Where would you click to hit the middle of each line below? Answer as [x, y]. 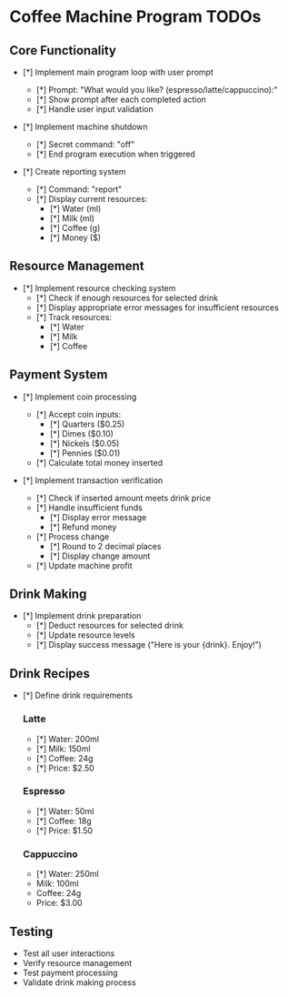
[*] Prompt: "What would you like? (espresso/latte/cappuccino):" [157, 90]
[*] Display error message [98, 517]
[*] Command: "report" [79, 189]
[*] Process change [73, 536]
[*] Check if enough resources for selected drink [127, 297]
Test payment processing [70, 972]
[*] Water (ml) [75, 208]
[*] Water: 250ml [67, 874]
